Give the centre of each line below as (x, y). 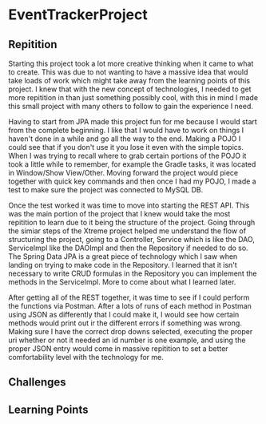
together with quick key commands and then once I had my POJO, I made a (133, 181)
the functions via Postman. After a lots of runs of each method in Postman (130, 306)
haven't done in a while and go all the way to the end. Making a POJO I (125, 139)
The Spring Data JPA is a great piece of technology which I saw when (123, 256)
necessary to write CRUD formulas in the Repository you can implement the (133, 273)
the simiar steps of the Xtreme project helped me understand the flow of (127, 231)
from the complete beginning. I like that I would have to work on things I (126, 130)
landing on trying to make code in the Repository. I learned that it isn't (123, 265)
